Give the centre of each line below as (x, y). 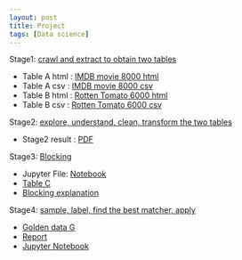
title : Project (37, 26)
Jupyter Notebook (55, 247)
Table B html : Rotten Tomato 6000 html (95, 95)
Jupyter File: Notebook (64, 174)
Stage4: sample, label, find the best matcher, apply (102, 210)
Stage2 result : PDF (57, 140)
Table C (36, 183)
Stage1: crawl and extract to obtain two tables (93, 60)
